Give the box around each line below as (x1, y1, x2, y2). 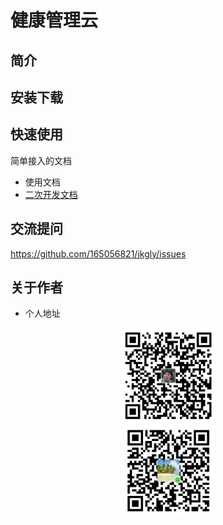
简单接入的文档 (10, 154, 72, 166)
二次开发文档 (24, 188, 78, 200)
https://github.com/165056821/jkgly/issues (10, 247, 187, 260)
